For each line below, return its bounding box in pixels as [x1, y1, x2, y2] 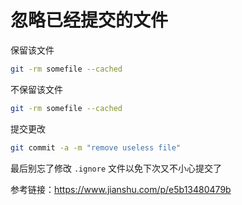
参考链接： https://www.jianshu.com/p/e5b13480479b [10, 183, 232, 195]
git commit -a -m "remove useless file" [10, 142, 182, 153]
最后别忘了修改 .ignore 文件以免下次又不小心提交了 [10, 162, 222, 174]
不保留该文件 [10, 83, 63, 95]
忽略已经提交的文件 [10, 9, 169, 32]
